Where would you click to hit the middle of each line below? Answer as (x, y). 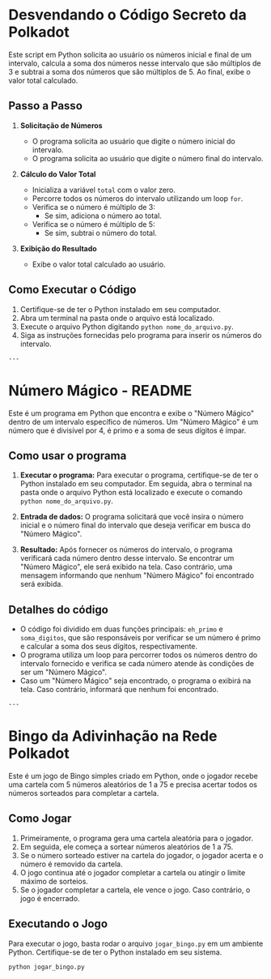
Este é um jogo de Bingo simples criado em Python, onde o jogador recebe (133, 776)
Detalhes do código (59, 609)
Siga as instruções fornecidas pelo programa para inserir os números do (141, 335)
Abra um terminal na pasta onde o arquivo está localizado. (117, 318)
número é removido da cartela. (71, 864)
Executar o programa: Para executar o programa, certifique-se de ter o (139, 475)
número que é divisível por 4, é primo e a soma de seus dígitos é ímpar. (127, 430)
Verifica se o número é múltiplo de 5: (93, 224)
